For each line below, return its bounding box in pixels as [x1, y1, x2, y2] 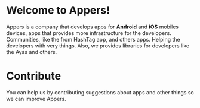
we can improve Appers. [6, 95, 67, 102]
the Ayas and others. [6, 48, 57, 55]
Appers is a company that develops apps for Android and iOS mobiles [6, 23, 179, 30]
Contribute [6, 69, 61, 83]
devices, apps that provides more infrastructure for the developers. [6, 29, 171, 36]
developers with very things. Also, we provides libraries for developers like [6, 42, 190, 49]
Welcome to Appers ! [6, 4, 110, 17]
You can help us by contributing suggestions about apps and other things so [6, 88, 194, 96]
